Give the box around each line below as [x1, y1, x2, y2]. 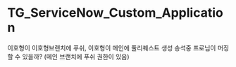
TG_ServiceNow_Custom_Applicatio [7, 5, 223, 21]
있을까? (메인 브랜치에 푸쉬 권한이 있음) [22, 52, 130, 61]
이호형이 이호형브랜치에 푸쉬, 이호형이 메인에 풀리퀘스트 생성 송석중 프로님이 [7, 43, 216, 52]
